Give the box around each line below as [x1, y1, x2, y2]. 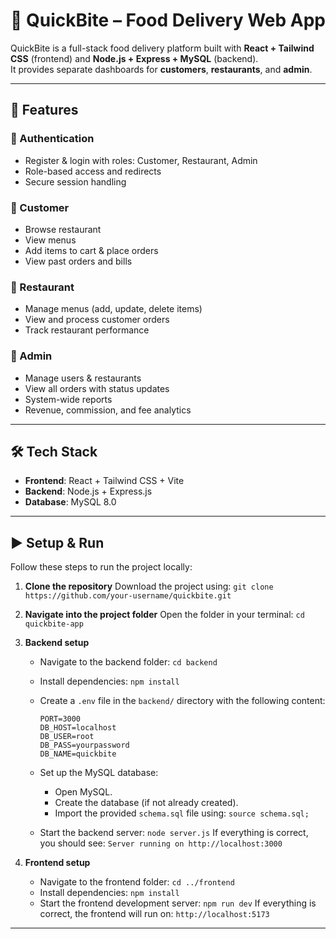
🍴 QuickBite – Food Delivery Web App [10, 9, 326, 32]
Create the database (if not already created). [54, 797, 239, 809]
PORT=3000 [39, 714, 82, 724]
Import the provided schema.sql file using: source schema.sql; [54, 807, 310, 819]
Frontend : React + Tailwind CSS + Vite [24, 475, 185, 487]
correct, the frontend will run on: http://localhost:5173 [39, 908, 270, 920]
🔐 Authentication [10, 132, 95, 146]
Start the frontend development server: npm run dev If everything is [39, 897, 317, 909]
